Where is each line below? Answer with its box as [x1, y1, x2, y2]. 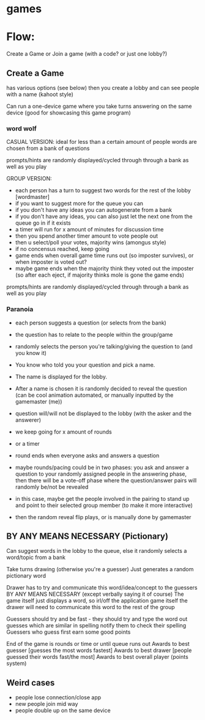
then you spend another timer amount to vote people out [15, 232, 158, 240]
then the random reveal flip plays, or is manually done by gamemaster [15, 513, 192, 520]
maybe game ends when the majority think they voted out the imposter [15, 265, 194, 272]
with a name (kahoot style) [6, 91, 73, 98]
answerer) [15, 416, 42, 424]
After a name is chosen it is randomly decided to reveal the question [15, 384, 188, 392]
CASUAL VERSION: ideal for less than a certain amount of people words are [6, 138, 197, 146]
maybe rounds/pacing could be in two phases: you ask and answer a [15, 463, 189, 471]
